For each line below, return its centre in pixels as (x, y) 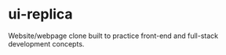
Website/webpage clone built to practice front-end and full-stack (113, 36)
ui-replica (40, 14)
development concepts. (46, 43)
